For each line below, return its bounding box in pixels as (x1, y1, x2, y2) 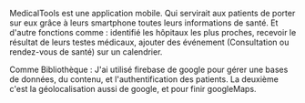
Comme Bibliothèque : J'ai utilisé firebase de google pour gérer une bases (9, 64, 289, 75)
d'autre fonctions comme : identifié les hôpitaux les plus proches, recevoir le (9, 27, 297, 37)
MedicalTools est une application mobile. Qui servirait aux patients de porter (9, 8, 296, 18)
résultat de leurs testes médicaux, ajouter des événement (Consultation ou (9, 36, 290, 47)
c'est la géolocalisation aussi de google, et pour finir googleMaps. (9, 84, 257, 94)
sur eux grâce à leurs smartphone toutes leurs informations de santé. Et (9, 17, 279, 28)
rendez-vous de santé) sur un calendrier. (9, 46, 163, 57)
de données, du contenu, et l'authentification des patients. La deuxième (9, 74, 280, 85)
